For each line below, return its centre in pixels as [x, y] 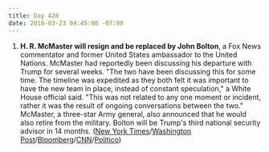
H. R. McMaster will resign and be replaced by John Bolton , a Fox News [141, 46]
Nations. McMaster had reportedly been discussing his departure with [136, 63]
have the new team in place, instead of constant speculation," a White [135, 88]
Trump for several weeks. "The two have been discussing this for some [138, 71]
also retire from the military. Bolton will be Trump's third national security [140, 122]
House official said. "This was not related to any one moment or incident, [141, 97]
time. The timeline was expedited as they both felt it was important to [134, 80]
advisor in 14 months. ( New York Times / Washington [106, 131]
